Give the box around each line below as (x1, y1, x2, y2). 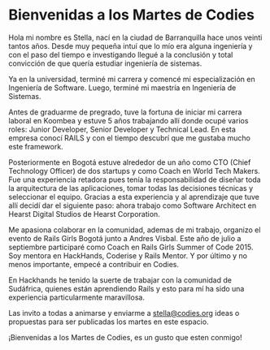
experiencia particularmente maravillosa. (8, 292, 145, 302)
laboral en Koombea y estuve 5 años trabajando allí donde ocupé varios (8, 115, 249, 125)
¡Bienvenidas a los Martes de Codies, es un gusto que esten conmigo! (8, 332, 242, 342)
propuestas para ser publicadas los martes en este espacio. (8, 317, 209, 326)
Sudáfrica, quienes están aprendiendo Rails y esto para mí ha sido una (8, 283, 245, 293)
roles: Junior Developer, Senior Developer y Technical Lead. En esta (8, 124, 236, 134)
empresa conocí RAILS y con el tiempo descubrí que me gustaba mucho (8, 132, 250, 143)
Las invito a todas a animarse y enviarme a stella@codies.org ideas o (8, 308, 240, 318)
